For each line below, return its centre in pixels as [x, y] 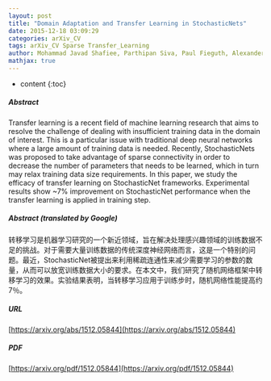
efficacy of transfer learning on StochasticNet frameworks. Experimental [129, 182]
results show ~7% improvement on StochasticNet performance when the [129, 191]
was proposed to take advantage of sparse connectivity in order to [119, 157]
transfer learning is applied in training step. [79, 199]
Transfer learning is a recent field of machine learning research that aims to [134, 123]
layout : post [30, 16]
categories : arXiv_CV [45, 38]
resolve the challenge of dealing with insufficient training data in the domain [134, 131]
